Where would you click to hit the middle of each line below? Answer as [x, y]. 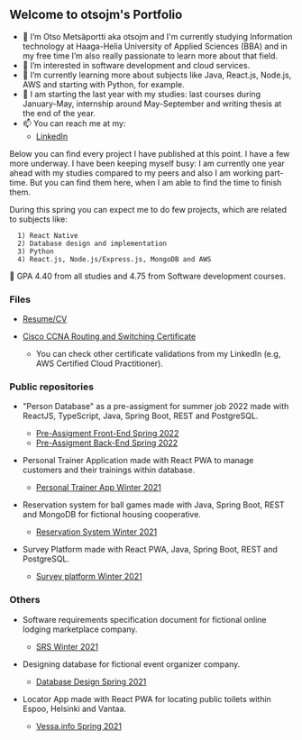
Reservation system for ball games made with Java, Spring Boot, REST [154, 505]
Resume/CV [45, 319]
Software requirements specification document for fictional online [144, 619]
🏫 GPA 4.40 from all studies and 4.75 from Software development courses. [148, 276]
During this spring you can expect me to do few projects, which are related [148, 209]
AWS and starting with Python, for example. [103, 84]
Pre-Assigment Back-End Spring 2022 [107, 443]
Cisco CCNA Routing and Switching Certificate [109, 336]
